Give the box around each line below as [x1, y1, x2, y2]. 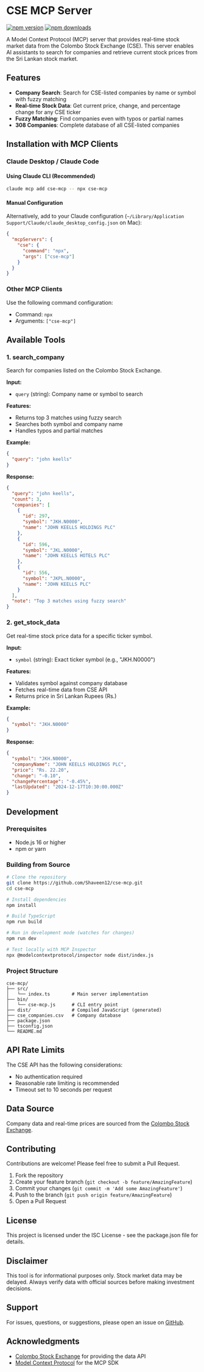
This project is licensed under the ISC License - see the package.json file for [6, 1232, 199, 1239]
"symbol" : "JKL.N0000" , [22, 547, 83, 553]
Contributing [6, 1144, 56, 1154]
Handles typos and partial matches [15, 427, 104, 435]
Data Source [6, 1104, 54, 1114]
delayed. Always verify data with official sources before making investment [6, 1278, 195, 1286]
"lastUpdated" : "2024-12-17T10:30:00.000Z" [12, 784, 124, 790]
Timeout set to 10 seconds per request [15, 1086, 113, 1093]
